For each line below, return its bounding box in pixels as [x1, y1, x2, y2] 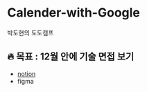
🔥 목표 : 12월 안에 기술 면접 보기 [7, 50, 135, 63]
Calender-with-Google [7, 5, 141, 21]
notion [17, 69, 36, 77]
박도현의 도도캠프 [7, 28, 54, 37]
